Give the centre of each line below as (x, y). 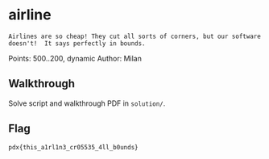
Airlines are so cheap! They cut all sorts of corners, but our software (135, 36)
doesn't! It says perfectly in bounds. (77, 43)
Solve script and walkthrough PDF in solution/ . (87, 103)
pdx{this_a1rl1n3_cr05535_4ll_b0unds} (73, 147)
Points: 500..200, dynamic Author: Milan (75, 58)
